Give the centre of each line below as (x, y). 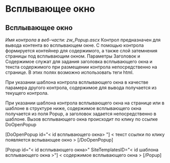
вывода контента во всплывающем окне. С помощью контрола (75, 45)
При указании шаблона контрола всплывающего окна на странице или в (85, 103)
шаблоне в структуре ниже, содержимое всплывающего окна (73, 108)
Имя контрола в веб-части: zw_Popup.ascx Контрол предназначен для (83, 40)
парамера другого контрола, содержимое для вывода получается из (81, 88)
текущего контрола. (27, 93)
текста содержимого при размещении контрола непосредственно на (81, 67)
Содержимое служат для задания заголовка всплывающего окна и (79, 61)
